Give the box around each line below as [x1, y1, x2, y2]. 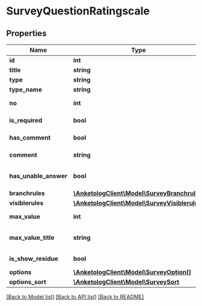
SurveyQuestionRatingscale [6, 4, 150, 18]
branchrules [9, 189, 45, 197]
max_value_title [9, 233, 55, 242]
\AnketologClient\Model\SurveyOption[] [73, 268, 191, 276]
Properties [6, 28, 47, 38]
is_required [9, 116, 43, 124]
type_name [9, 85, 42, 94]
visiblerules [9, 199, 44, 207]
